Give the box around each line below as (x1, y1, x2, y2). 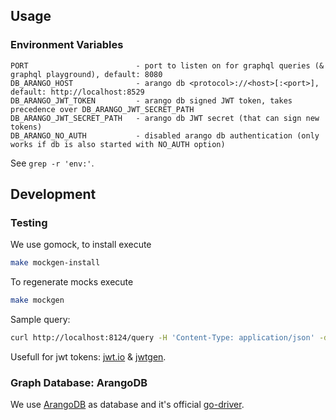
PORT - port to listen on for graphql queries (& (10, 60, 325, 71)
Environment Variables (10, 38, 124, 52)
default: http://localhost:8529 (10, 87, 145, 97)
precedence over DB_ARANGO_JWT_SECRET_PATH (10, 104, 195, 114)
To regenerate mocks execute (10, 276, 134, 288)
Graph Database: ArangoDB (10, 375, 148, 389)
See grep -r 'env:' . (10, 157, 95, 169)
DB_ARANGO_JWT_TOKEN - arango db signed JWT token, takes (10, 95, 293, 106)
